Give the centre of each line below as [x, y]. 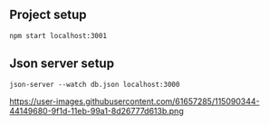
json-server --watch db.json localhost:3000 [95, 84]
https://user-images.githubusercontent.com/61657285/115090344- [134, 101]
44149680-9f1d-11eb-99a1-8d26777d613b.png [96, 111]
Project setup [48, 15]
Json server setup [62, 64]
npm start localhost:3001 [58, 35]
